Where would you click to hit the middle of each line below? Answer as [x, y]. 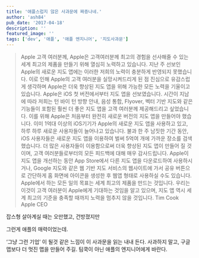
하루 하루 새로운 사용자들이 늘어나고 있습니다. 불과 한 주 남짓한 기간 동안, [105, 131]
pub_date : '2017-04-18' [36, 23]
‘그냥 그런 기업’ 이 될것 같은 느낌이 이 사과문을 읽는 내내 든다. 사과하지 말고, [93, 242]
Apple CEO [34, 204]
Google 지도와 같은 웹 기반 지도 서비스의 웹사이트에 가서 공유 [104, 168]
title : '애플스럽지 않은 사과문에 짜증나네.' [54, 12]
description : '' [26, 28]
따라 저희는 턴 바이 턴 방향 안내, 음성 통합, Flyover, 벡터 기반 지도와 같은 [110, 101]
